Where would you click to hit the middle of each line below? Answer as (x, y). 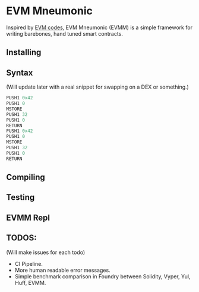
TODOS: (21, 238)
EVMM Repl (28, 217)
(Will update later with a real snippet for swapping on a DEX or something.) (97, 87)
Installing (24, 53)
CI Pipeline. (29, 263)
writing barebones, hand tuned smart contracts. (65, 33)
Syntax (20, 73)
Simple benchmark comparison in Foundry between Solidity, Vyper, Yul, (102, 276)
